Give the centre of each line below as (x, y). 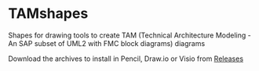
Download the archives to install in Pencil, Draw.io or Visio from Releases (126, 59)
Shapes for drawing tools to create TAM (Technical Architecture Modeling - (129, 35)
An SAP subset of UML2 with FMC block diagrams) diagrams (107, 43)
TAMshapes (48, 14)
